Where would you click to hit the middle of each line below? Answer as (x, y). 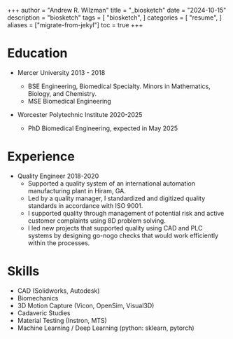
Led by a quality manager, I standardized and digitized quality (116, 198)
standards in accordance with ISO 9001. (85, 205)
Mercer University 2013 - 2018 (61, 72)
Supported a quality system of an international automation (112, 183)
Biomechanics (38, 298)
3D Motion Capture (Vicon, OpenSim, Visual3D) (86, 305)
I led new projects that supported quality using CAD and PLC (115, 228)
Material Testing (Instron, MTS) (62, 320)
